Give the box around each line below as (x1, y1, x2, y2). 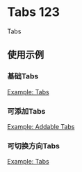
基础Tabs (7, 71, 39, 81)
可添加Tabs (7, 106, 46, 116)
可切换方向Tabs (7, 141, 60, 150)
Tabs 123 (7, 4, 60, 20)
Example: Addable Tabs (7, 122, 75, 130)
